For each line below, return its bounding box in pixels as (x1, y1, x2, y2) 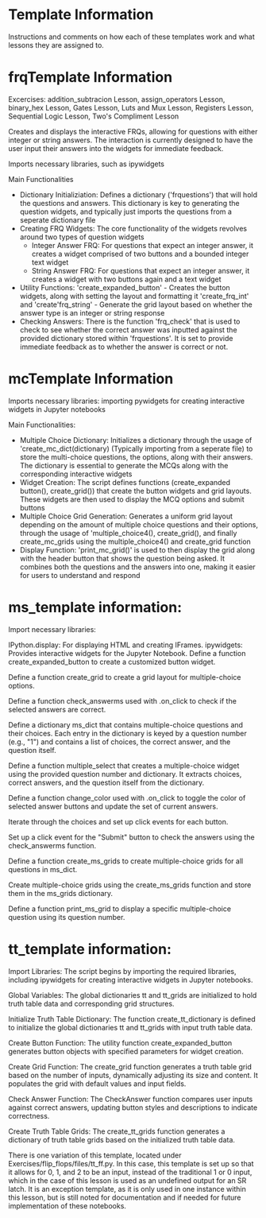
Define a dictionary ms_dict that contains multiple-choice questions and (8, 720, 244, 729)
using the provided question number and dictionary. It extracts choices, (8, 769, 242, 778)
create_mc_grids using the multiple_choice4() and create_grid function (19, 537, 252, 546)
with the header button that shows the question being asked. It (19, 553, 225, 563)
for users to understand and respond (19, 570, 141, 580)
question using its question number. (8, 912, 125, 921)
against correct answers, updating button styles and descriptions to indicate (8, 1103, 258, 1112)
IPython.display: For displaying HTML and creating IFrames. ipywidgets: (8, 640, 244, 650)
